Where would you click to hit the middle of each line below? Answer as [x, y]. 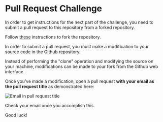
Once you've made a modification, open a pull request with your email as [80, 81]
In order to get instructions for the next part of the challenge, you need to [79, 22]
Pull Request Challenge [54, 9]
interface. [15, 71]
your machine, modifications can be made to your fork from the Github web [82, 66]
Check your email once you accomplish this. [50, 105]
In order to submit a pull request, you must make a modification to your [77, 46]
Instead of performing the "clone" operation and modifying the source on [79, 61]
